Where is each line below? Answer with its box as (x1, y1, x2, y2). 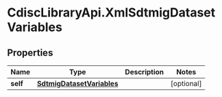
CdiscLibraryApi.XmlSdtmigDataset (7, 5, 216, 21)
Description (125, 67, 164, 76)
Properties (7, 47, 53, 58)
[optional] (170, 79, 202, 88)
